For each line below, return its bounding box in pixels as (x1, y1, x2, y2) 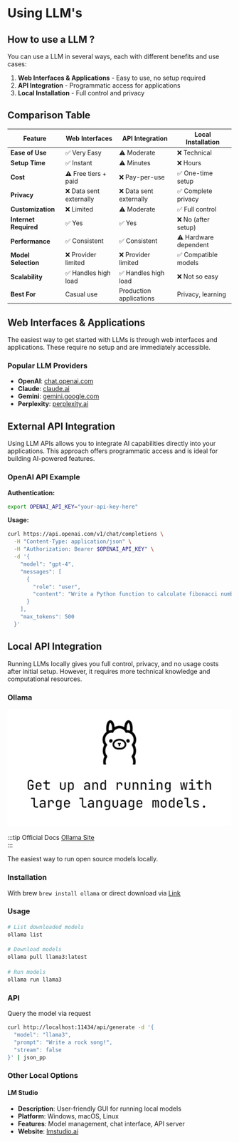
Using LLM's (7, 5, 83, 21)
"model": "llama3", (14, 1031, 72, 1038)
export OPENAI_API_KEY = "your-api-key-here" (7, 503, 139, 510)
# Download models (7, 946, 62, 953)
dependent (176, 241, 209, 249)
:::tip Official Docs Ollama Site (7, 834, 95, 842)
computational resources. (7, 675, 83, 683)
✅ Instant (65, 158, 92, 167)
